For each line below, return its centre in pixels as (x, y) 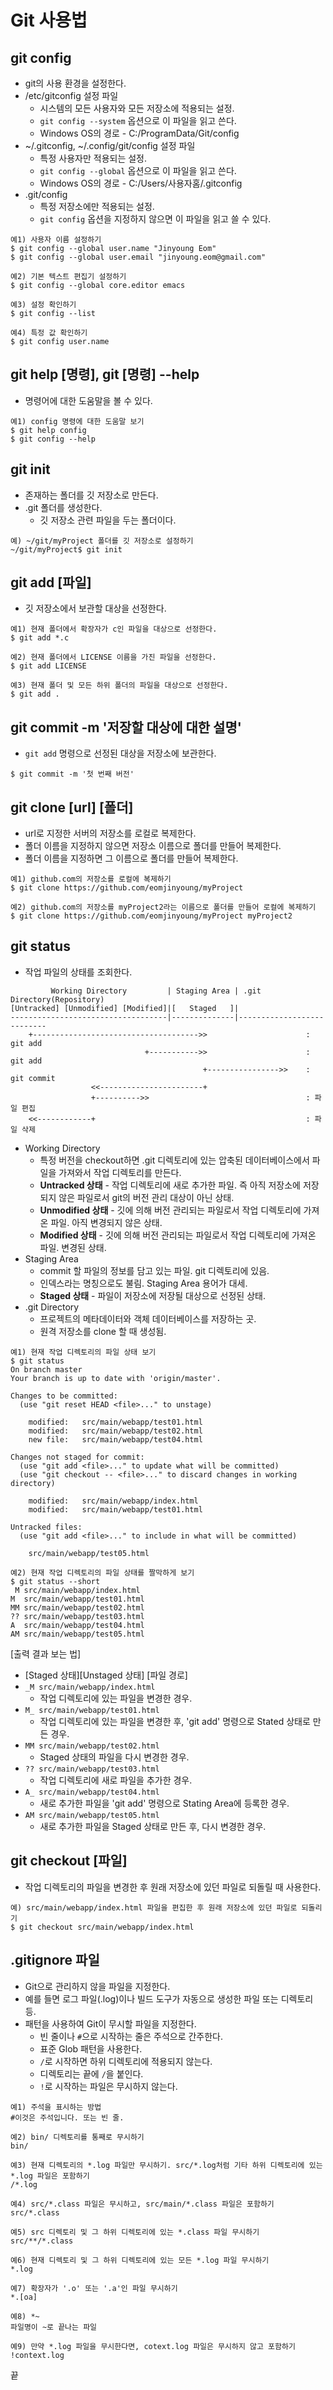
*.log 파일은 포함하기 (50, 2176)
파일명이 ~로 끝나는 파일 (54, 2327)
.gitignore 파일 (55, 1960)
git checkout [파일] (69, 1861)
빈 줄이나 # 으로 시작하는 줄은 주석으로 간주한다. (131, 2036)
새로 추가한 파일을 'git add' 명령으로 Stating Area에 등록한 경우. (164, 1803)
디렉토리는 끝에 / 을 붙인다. (91, 2073)
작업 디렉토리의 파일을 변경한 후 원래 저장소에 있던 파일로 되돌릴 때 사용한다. (173, 1887)
